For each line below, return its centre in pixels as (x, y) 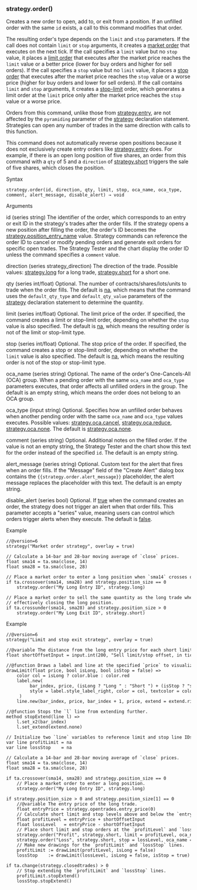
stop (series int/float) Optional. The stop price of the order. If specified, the (96, 344)
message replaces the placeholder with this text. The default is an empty (94, 483)
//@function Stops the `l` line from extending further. (77, 712)
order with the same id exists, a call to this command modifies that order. (94, 28)
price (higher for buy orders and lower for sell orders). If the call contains (94, 83)
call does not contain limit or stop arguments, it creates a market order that (98, 45)
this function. (22, 131)
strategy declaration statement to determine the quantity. (75, 302)
